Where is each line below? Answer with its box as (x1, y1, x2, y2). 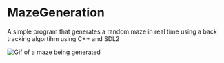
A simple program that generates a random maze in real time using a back (7, 27, 217, 36)
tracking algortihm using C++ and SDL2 (7, 34, 120, 42)
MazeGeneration (7, 5, 105, 21)
